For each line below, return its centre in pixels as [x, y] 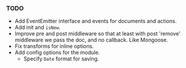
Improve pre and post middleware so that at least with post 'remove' [97, 34]
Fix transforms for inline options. [54, 46]
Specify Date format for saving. [61, 59]
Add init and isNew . [37, 27]
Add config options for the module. [57, 53]
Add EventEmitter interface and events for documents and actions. [96, 21]
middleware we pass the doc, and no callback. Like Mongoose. [91, 40]
